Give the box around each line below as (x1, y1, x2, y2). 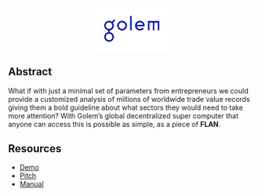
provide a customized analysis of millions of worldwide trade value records (8, 94, 251, 103)
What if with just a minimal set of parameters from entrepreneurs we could (8, 85, 249, 96)
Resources (8, 142, 62, 155)
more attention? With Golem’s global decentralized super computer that (8, 111, 239, 120)
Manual (19, 180, 45, 189)
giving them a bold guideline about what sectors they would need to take (8, 103, 244, 112)
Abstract (8, 65, 53, 78)
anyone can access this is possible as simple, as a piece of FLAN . (8, 119, 221, 129)
